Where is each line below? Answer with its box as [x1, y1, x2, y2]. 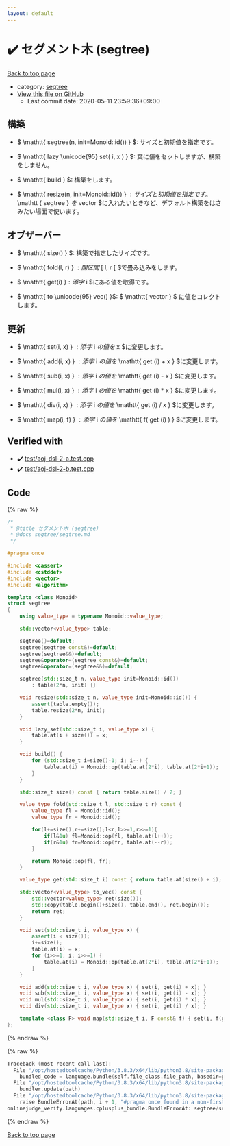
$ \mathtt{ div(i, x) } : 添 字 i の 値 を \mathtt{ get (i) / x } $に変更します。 [16, 401, 218, 409]
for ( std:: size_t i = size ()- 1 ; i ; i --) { [31, 757, 149, 764]
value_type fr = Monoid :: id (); [31, 814, 121, 821]
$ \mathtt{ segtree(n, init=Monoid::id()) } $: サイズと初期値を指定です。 [16, 138, 218, 146]
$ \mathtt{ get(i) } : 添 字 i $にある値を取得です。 [16, 278, 153, 286]
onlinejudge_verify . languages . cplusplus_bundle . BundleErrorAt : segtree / [7, 1105, 219, 1112]
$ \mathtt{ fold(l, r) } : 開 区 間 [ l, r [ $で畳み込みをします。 [16, 263, 181, 271]
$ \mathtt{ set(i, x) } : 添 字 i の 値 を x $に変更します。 [16, 343, 167, 350]
